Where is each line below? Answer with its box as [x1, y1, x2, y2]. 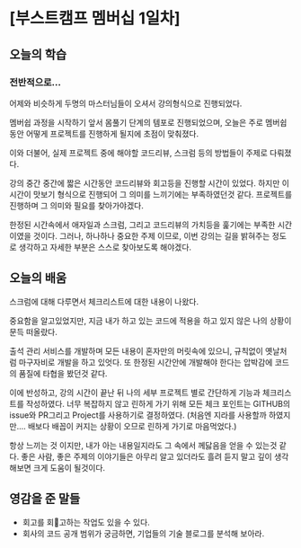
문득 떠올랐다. [9, 326, 58, 337]
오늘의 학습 [9, 47, 67, 62]
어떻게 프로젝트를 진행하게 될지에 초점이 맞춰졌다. [25, 128, 199, 139]
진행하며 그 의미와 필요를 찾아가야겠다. [9, 199, 144, 211]
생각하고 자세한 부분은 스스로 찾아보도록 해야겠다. [18, 242, 191, 252]
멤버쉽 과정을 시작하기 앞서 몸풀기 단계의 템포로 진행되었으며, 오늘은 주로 [9, 117, 263, 128]
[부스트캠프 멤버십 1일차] [9, 8, 181, 29]
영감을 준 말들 [9, 491, 81, 507]
